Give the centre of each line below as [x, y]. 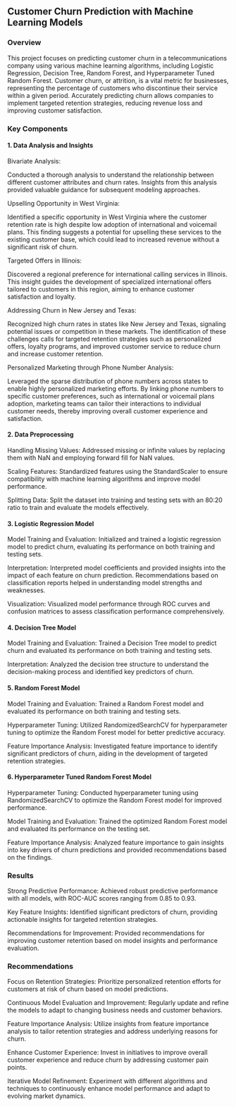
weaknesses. [26, 590]
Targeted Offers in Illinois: [45, 261]
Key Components [38, 128]
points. [17, 1068]
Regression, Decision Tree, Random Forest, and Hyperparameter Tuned [111, 73]
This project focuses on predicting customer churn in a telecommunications [117, 58]
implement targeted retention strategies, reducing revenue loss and [105, 103]
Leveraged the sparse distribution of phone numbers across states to [108, 381]
